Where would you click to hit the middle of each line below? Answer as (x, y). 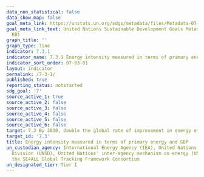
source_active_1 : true (35, 97)
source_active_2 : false (36, 102)
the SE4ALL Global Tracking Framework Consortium (76, 159)
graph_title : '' (27, 40)
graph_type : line (28, 46)
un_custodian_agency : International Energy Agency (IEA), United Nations (102, 147)
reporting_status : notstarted (45, 86)
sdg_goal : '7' (24, 91)
